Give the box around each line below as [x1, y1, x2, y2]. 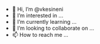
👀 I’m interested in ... [12, 12, 64, 19]
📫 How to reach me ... [12, 32, 68, 38]
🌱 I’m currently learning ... [12, 18, 77, 25]
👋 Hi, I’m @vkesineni [12, 6, 64, 12]
